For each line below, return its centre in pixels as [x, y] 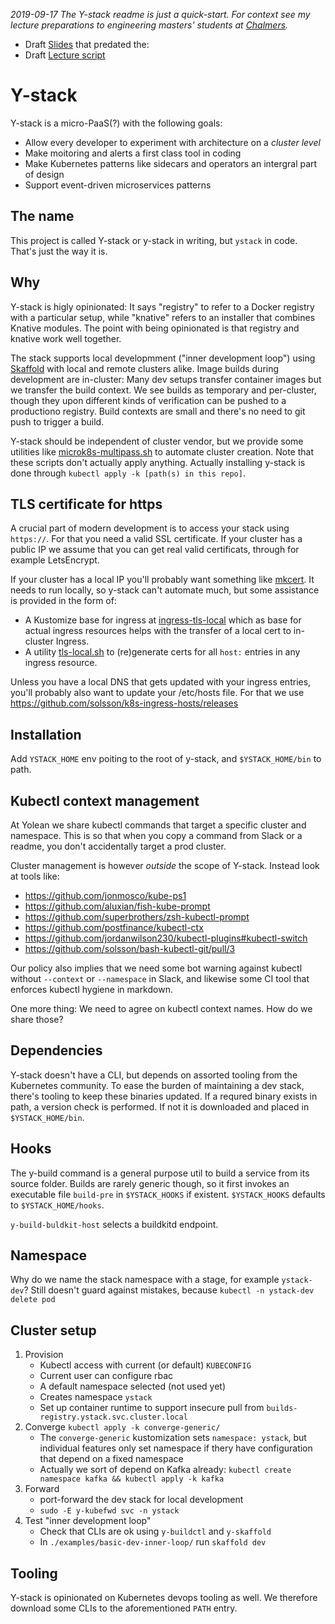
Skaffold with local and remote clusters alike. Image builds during [145, 368]
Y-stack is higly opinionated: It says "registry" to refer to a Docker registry [162, 306]
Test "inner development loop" [88, 1521]
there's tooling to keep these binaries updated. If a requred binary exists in [164, 1096]
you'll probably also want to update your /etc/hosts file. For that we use [157, 693]
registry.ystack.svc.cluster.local [113, 1417]
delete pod [33, 1300]
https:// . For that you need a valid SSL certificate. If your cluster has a [156, 539]
